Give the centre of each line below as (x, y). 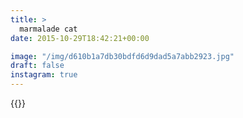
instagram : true (44, 75)
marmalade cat (48, 29)
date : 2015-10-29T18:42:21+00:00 (80, 38)
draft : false (37, 66)
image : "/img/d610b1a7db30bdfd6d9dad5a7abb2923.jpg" (122, 56)
